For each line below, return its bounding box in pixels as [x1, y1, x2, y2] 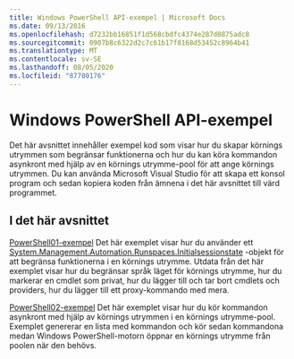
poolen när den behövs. [9, 339, 97, 350]
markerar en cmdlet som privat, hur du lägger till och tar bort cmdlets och [9, 275, 280, 286]
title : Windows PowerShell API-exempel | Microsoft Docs [9, 13, 226, 22]
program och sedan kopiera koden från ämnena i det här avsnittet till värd [9, 177, 280, 188]
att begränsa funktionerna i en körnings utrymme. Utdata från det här [9, 256, 265, 267]
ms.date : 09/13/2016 [9, 21, 87, 30]
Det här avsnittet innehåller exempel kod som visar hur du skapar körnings [9, 140, 283, 150]
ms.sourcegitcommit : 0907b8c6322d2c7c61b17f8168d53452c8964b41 [9, 38, 250, 47]
